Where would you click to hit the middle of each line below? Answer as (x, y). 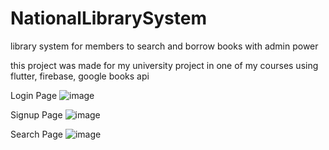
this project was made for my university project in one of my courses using (164, 65)
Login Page (34, 95)
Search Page (36, 134)
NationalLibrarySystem (109, 18)
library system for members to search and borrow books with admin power (164, 46)
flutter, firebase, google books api (80, 76)
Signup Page (36, 114)
